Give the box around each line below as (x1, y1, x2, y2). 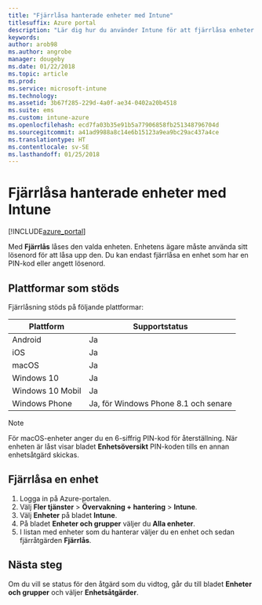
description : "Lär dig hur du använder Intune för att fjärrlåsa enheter (8, 26, 255, 34)
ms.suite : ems (8, 107, 55, 115)
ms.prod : (8, 77, 37, 85)
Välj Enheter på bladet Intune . (19, 510, 118, 519)
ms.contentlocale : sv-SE (8, 143, 89, 151)
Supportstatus (133, 321, 188, 332)
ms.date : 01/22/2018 (8, 63, 76, 71)
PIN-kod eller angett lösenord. (8, 258, 106, 268)
